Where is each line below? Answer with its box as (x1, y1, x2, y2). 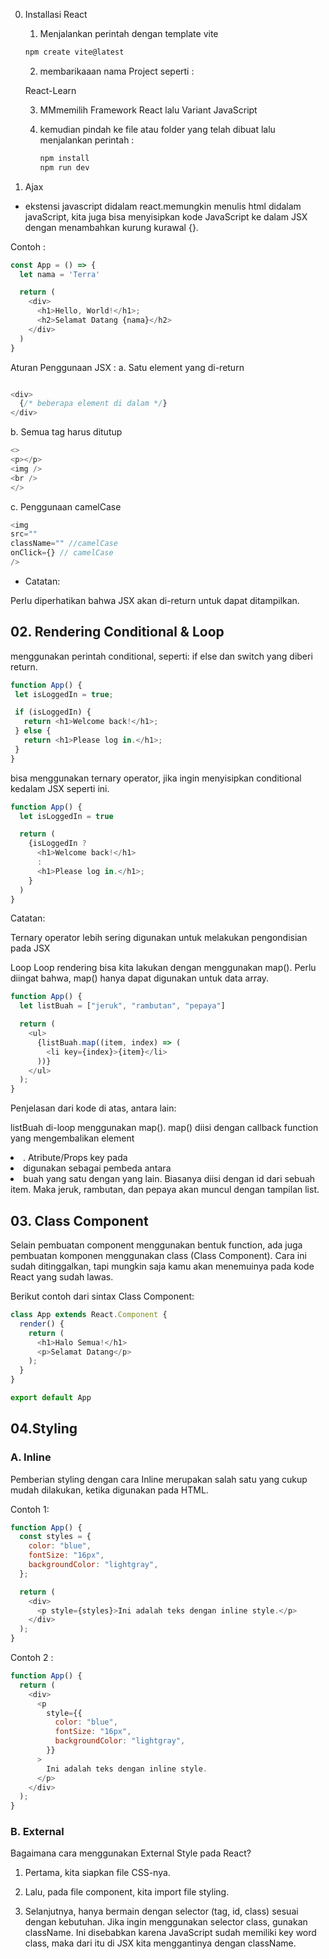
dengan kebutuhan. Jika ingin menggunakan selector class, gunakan (24, 1916, 308, 1928)
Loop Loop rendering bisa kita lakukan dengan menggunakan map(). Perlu (10, 962, 317, 974)
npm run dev (39, 162, 90, 173)
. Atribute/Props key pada (23, 1152, 128, 1164)
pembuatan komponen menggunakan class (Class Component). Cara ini (10, 1250, 307, 1261)
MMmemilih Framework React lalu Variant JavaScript (39, 104, 258, 116)
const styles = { (19, 1532, 92, 1542)
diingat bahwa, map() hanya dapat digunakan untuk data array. (10, 972, 270, 984)
